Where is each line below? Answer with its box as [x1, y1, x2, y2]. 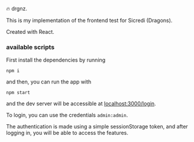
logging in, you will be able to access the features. [6, 130, 129, 137]
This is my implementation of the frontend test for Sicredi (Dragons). [6, 17, 173, 24]
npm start [6, 90, 31, 96]
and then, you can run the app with [6, 78, 92, 85]
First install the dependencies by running [6, 56, 106, 64]
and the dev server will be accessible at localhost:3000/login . [6, 100, 156, 107]
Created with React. [6, 28, 54, 35]
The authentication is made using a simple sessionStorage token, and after [6, 123, 188, 130]
